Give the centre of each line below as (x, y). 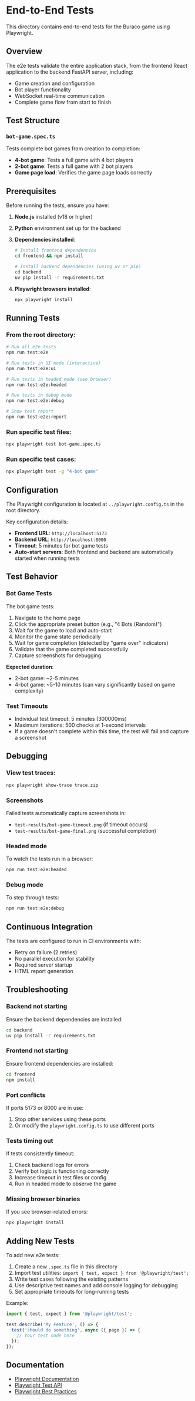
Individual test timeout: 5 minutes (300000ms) (71, 719)
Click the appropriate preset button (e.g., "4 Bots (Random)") (88, 624)
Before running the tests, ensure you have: (58, 205)
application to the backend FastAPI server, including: (70, 72)
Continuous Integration (49, 927)
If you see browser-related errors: (47, 1212)
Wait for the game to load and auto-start (63, 630)
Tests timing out (30, 1140)
